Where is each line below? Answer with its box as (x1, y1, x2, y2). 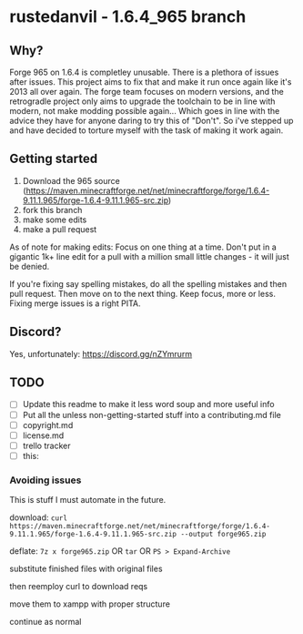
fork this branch (22, 204, 83, 215)
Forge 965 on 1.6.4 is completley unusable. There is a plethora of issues (9, 66, 279, 77)
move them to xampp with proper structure (9, 598, 171, 609)
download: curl (9, 512, 68, 523)
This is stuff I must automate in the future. (9, 495, 167, 506)
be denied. (9, 261, 50, 271)
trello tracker (22, 440, 71, 451)
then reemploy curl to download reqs (9, 581, 148, 592)
